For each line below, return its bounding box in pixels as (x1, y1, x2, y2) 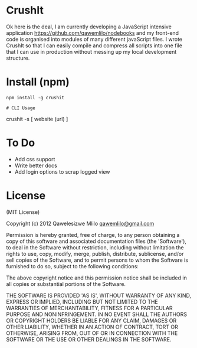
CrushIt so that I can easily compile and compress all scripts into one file (6, 42, 183, 49)
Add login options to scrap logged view (14, 168, 110, 175)
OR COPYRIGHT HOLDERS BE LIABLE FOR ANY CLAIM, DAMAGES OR (6, 317, 177, 324)
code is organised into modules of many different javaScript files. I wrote (6, 35, 183, 43)
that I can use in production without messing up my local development (6, 48, 177, 55)
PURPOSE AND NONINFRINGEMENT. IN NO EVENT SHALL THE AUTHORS (6, 311, 188, 318)
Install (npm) (6, 75, 70, 89)
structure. (6, 54, 30, 61)
